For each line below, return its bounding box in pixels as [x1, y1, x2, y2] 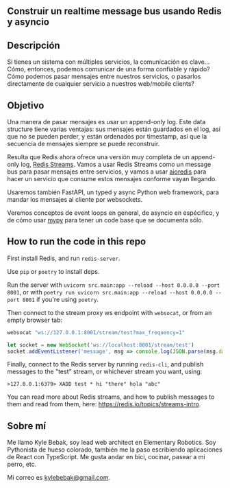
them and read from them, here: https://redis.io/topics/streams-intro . [7, 400, 201, 408]
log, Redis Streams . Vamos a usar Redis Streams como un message [20, 161, 212, 169]
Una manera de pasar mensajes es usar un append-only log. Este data [7, 118, 206, 126]
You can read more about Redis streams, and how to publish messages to [7, 393, 215, 401]
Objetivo [7, 100, 44, 111]
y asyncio [7, 16, 50, 28]
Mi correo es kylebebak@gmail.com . [7, 474, 111, 482]
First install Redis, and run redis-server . [7, 254, 120, 262]
